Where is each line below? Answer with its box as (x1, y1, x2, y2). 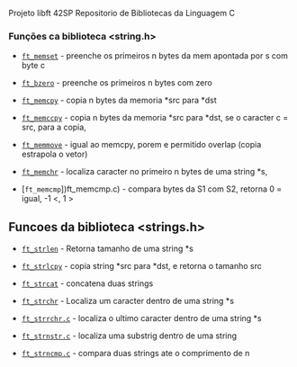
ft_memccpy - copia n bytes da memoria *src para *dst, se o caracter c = (21, 112, 289, 123)
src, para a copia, (21, 121, 86, 133)
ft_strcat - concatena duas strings (21, 278, 154, 289)
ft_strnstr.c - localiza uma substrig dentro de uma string (21, 330, 238, 341)
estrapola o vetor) (21, 148, 88, 160)
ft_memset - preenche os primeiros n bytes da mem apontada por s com (21, 50, 289, 61)
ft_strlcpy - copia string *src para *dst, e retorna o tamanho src (21, 261, 262, 272)
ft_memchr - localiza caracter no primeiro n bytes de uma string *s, (21, 166, 268, 177)
